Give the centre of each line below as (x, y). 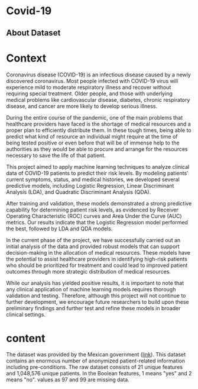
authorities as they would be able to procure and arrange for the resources (97, 149)
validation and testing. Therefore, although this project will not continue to (96, 295)
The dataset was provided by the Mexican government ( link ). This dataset (96, 355)
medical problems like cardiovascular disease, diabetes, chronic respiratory (98, 99)
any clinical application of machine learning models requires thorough (91, 289)
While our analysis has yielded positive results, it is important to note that (95, 283)
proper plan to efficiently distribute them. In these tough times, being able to (99, 130)
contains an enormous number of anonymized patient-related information (95, 361)
